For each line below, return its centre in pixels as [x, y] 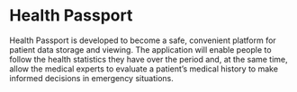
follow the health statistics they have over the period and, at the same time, [148, 59]
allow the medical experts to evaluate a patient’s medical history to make [144, 69]
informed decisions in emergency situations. [91, 78]
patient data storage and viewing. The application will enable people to [140, 49]
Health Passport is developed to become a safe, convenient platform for [143, 40]
